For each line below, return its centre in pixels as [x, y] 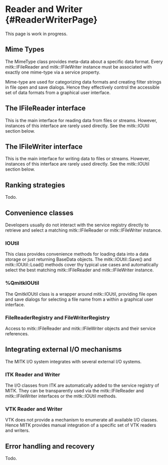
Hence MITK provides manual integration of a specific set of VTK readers [81, 425]
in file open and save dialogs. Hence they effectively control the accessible [82, 87]
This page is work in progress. [36, 34]
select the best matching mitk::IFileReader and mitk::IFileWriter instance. [79, 270]
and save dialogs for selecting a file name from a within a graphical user [79, 299]
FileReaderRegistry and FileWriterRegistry [57, 317]
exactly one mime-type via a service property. [53, 72]
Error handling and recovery [50, 446]
